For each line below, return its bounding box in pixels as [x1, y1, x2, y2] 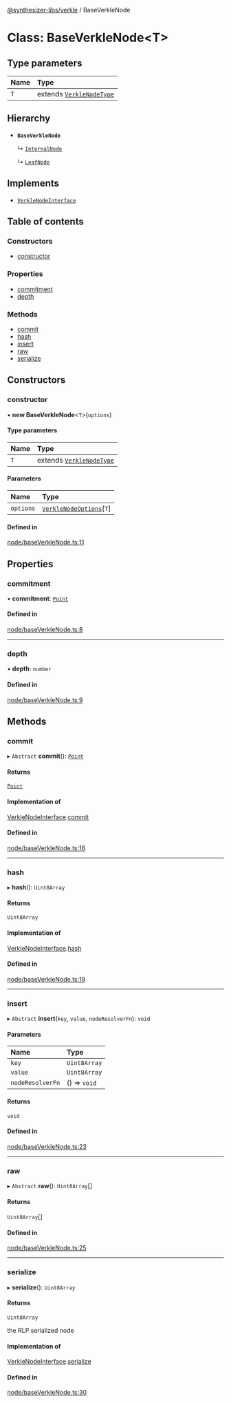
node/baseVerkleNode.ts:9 [7, 695, 83, 704]
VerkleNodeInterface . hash [7, 944, 82, 952]
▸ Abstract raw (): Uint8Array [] [7, 1182, 93, 1190]
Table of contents [7, 216, 84, 228]
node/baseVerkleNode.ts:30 [7, 1389, 87, 1397]
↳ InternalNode [16, 144, 63, 152]
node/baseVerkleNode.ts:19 [7, 975, 86, 983]
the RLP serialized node [7, 1326, 74, 1334]
